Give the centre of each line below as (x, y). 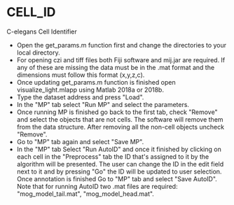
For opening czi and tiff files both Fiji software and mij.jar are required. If (121, 59)
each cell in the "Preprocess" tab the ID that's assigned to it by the (113, 156)
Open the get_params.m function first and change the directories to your (122, 45)
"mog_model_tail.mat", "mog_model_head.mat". (85, 194)
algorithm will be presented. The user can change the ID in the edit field (120, 164)
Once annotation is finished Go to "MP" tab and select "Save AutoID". (117, 178)
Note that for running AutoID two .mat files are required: (97, 186)
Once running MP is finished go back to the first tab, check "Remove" (117, 112)
